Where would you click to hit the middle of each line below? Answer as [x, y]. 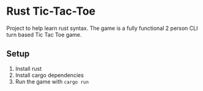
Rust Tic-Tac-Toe [51, 11]
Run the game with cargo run [52, 81]
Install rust [28, 68]
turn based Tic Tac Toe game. [44, 34]
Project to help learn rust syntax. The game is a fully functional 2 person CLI [102, 28]
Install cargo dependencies [50, 75]
